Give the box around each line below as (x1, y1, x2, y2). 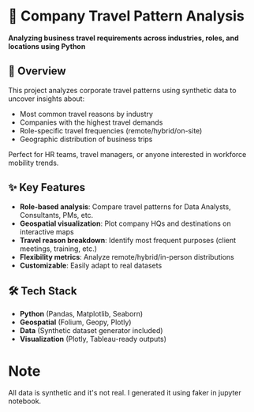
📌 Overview (8, 65, 66, 78)
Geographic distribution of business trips (19, 134, 153, 144)
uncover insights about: (8, 94, 85, 103)
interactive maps (19, 227, 74, 236)
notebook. (8, 396, 42, 406)
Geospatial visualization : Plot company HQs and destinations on (19, 219, 231, 228)
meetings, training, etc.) (19, 244, 97, 253)
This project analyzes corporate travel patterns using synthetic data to (8, 85, 237, 95)
